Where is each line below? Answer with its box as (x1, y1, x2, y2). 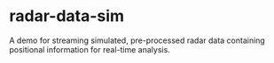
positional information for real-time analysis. (9, 44, 170, 54)
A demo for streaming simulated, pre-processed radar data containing (9, 35, 266, 45)
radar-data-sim (9, 6, 125, 26)
